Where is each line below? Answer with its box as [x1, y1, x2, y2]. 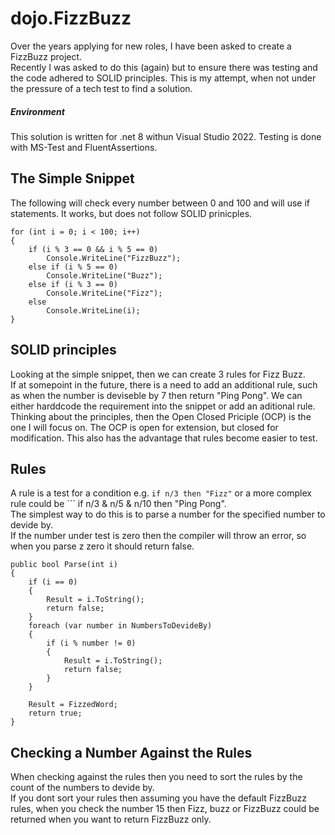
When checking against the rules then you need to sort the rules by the [10, 771, 303, 783]
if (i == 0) [28, 577, 78, 587]
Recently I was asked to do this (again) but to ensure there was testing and [10, 61, 318, 73]
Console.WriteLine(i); [46, 305, 141, 316]
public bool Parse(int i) [10, 560, 118, 570]
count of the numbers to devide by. [10, 782, 155, 794]
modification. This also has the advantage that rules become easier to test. [10, 432, 318, 444]
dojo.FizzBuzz [10, 7, 132, 30]
